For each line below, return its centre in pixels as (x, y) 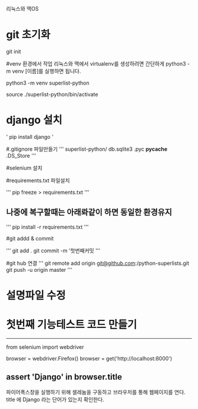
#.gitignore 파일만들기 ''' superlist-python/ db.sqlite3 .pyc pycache (87, 149)
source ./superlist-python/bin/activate (52, 94)
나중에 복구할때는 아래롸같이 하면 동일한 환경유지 (89, 212)
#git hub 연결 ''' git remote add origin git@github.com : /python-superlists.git (98, 263)
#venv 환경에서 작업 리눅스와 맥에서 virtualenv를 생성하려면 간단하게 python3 (96, 63)
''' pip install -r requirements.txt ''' (47, 227)
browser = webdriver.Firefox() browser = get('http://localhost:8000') (89, 358)
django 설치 (34, 120)
